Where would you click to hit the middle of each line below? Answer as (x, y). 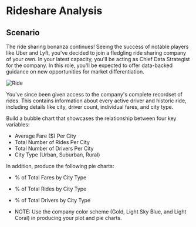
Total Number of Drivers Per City (54, 148)
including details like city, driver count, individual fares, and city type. (90, 107)
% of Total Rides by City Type (50, 189)
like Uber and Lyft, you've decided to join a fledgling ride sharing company (96, 53)
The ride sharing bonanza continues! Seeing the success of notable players (97, 46)
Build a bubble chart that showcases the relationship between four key (91, 118)
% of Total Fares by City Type (50, 177)
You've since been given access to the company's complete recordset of (94, 94)
